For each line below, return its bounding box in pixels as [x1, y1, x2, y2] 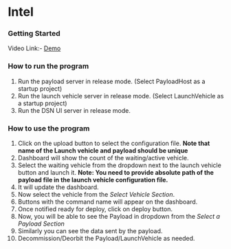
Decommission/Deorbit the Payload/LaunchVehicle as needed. [17, 235, 195, 243]
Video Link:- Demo [8, 44, 61, 52]
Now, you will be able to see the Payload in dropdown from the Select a [17, 213, 221, 221]
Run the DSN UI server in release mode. [17, 106, 131, 114]
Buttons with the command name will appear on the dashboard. [17, 197, 198, 206]
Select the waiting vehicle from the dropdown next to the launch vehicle [17, 161, 222, 169]
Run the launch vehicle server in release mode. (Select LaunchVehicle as [17, 91, 224, 100]
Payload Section [17, 219, 65, 228]
